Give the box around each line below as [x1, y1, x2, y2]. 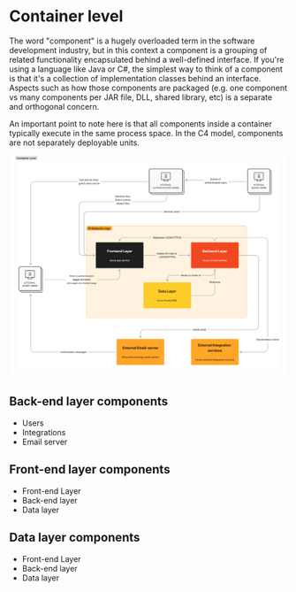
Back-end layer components [9, 394, 169, 409]
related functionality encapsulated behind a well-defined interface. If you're [9, 54, 285, 65]
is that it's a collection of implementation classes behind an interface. [9, 73, 262, 83]
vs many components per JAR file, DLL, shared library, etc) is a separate [9, 91, 272, 103]
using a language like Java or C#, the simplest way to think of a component [9, 64, 283, 74]
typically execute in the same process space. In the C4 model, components [9, 127, 284, 138]
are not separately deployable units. [9, 137, 140, 148]
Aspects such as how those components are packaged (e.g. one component [9, 82, 288, 93]
